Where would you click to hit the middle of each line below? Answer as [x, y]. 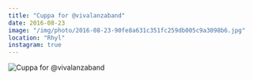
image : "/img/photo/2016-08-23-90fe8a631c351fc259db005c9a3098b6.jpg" [127, 30]
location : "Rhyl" [37, 38]
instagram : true [35, 45]
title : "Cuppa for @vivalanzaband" [67, 15]
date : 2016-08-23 [37, 23]
